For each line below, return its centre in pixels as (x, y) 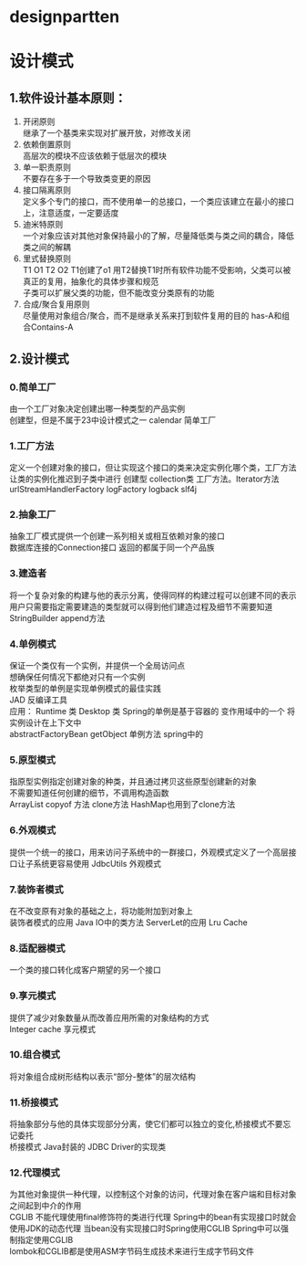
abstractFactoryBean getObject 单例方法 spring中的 (106, 734)
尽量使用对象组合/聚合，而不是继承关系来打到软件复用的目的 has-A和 (152, 316)
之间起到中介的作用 (46, 1206)
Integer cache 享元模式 (52, 1028)
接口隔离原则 (46, 190)
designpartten (65, 17)
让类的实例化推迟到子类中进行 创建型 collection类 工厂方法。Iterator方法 (144, 479)
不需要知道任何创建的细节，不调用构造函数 (89, 793)
